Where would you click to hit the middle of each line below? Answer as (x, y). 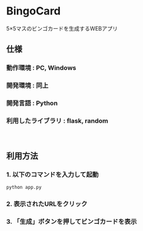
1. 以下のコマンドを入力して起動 (52, 174)
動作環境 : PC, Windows (41, 68)
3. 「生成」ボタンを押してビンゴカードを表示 (71, 221)
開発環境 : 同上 (27, 85)
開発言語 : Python (32, 103)
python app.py (24, 188)
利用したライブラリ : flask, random (57, 121)
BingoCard (33, 11)
